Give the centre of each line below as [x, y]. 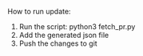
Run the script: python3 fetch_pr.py [77, 26]
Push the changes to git [58, 43]
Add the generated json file [64, 35]
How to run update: [39, 11]
